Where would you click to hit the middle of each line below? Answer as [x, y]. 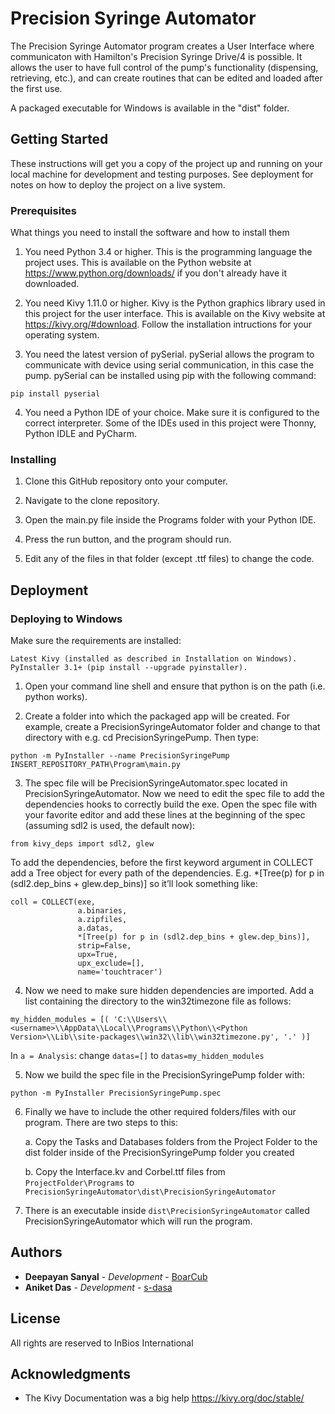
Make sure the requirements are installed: [96, 641]
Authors [36, 1252]
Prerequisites [43, 210]
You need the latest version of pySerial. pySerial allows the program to [169, 354]
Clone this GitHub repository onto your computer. [126, 481]
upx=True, [97, 955]
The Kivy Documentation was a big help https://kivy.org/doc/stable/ [164, 1398]
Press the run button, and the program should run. [128, 539]
